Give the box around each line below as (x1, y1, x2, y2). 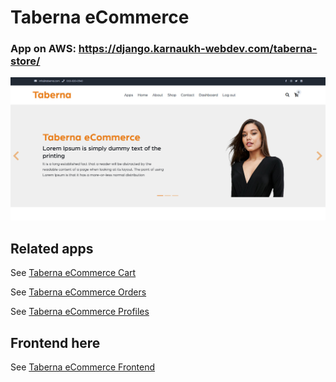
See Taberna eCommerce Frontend (10, 361, 156, 373)
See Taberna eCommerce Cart (10, 267, 137, 279)
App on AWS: (10, 42, 77, 56)
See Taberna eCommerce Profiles (10, 306, 150, 318)
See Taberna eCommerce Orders (10, 286, 147, 298)
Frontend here (10, 334, 101, 351)
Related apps (10, 240, 94, 257)
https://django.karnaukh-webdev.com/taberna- (78, 42, 318, 56)
